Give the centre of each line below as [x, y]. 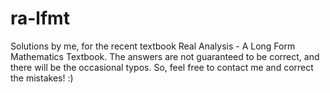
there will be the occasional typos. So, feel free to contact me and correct [162, 67]
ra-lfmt [40, 18]
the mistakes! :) [42, 78]
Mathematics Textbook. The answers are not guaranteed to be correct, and [165, 56]
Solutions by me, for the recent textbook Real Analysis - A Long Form [153, 46]
